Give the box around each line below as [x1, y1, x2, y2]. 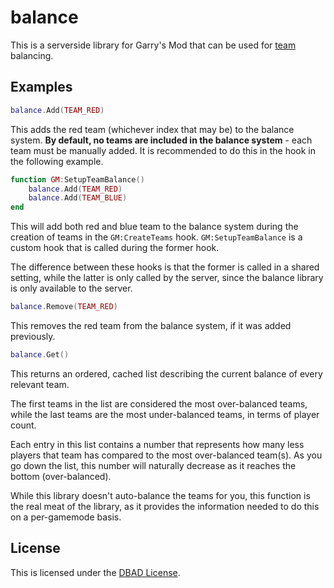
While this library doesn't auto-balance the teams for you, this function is [10, 489, 311, 501]
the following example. [10, 155, 104, 167]
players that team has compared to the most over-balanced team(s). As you [10, 449, 323, 461]
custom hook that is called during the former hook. [10, 242, 220, 254]
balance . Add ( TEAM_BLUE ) [28, 193, 128, 203]
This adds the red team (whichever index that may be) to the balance [10, 123, 295, 135]
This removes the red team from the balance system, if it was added [10, 320, 292, 331]
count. [10, 419, 37, 431]
